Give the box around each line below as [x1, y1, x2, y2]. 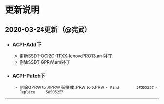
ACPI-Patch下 [12, 72, 46, 79]
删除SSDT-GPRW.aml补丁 [19, 59, 71, 65]
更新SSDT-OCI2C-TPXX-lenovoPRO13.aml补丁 [19, 53, 113, 59]
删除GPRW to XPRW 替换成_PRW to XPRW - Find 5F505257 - [19, 85, 158, 90]
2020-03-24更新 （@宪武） [5, 25, 91, 34]
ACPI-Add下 [12, 41, 41, 48]
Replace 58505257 [19, 90, 63, 95]
